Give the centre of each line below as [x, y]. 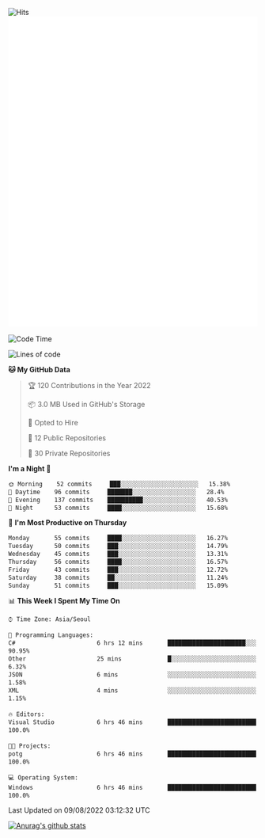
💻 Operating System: [44, 778]
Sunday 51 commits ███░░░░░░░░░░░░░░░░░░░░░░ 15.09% [118, 586]
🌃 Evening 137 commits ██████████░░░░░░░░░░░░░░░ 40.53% [118, 500]
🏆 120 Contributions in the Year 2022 [89, 386]
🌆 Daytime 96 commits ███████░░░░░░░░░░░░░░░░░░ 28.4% [116, 492]
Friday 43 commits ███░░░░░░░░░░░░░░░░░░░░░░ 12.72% [118, 570]
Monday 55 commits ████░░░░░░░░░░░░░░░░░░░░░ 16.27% [118, 539]
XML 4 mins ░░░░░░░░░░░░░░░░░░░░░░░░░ [132, 691]
